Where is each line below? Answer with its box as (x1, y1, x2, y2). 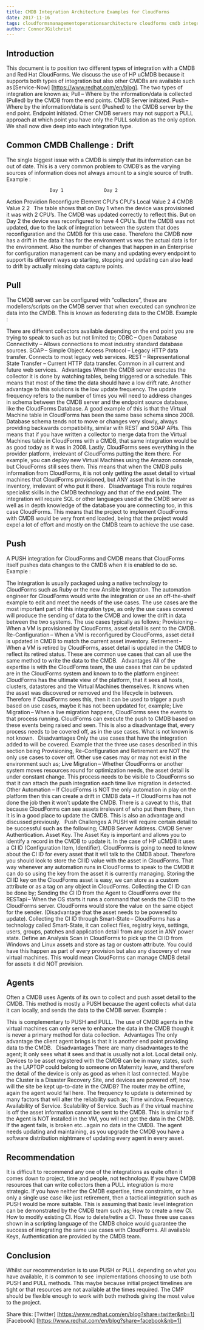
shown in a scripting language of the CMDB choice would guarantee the (6, 1220, 186, 1227)
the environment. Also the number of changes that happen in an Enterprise (6, 243, 194, 250)
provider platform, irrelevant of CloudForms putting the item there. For (6, 450, 182, 457)
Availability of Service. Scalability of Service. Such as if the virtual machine (6, 1102, 194, 1110)
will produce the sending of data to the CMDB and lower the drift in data (6, 612, 186, 619)
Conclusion (6, 1250, 51, 1261)
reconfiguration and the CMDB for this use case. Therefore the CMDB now (6, 230, 192, 237)
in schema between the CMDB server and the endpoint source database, (6, 398, 189, 406)
